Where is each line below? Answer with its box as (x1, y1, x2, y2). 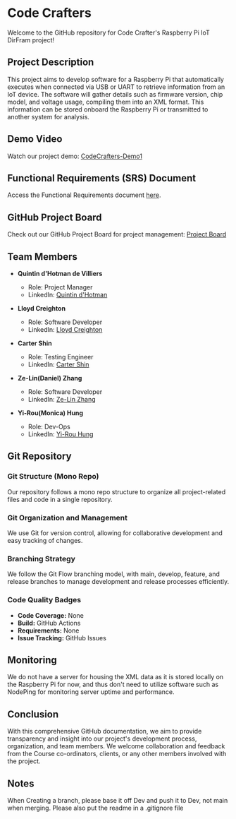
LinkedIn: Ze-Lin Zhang (27, 395, 97, 403)
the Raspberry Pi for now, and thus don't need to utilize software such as (7, 680, 219, 689)
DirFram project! (7, 35, 55, 44)
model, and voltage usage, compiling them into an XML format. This (7, 97, 204, 106)
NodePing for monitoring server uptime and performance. (7, 688, 175, 696)
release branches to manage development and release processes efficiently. (7, 578, 230, 586)
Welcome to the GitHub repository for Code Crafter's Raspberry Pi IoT (7, 28, 210, 37)
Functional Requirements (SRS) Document (7, 172, 196, 184)
